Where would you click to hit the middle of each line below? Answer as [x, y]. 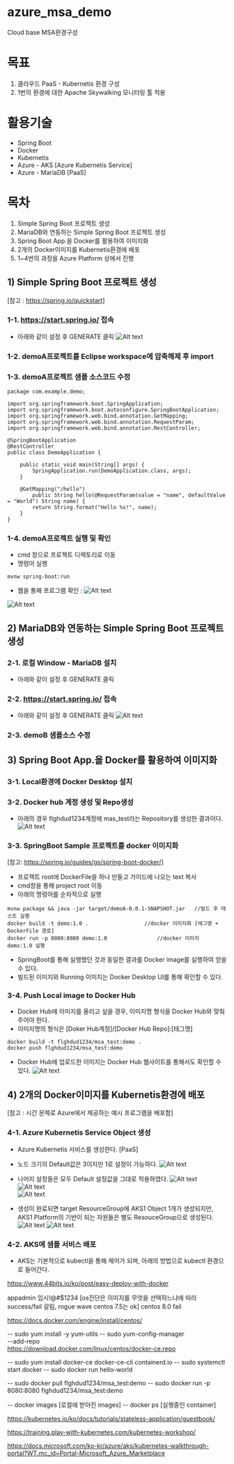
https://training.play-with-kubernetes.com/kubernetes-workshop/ [102, 1432]
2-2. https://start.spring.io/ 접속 [62, 699]
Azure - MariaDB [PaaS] [52, 172]
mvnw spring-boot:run [39, 577]
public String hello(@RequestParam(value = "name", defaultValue [129, 495]
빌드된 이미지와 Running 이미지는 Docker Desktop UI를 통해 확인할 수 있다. [120, 977]
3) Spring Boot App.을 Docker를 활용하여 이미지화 [112, 760]
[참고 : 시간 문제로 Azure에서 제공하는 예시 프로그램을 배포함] [90, 1113]
